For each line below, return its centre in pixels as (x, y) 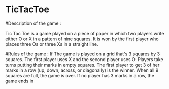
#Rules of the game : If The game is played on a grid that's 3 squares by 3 (83, 54)
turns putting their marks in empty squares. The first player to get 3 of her (82, 65)
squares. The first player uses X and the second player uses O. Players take (84, 59)
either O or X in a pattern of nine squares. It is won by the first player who (82, 39)
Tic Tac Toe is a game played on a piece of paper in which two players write (85, 33)
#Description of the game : (33, 23)
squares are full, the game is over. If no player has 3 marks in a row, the (80, 75)
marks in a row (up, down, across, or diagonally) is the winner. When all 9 (82, 70)
